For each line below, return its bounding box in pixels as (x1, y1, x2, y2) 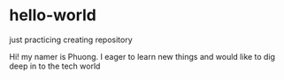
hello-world (9, 5, 97, 25)
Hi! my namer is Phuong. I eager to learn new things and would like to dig (9, 51, 276, 62)
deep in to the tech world (9, 61, 101, 71)
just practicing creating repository (9, 34, 133, 45)
